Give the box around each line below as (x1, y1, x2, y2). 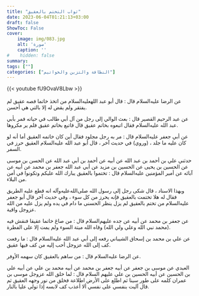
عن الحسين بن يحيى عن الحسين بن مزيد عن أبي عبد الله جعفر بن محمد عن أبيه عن (6, 163, 188, 170)
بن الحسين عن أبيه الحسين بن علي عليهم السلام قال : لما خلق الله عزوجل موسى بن (6, 271, 191, 278)
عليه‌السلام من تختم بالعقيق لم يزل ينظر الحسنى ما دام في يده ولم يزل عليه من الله (6, 200, 190, 207)
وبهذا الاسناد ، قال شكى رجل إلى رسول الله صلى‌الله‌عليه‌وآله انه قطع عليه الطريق (6, 187, 185, 195)
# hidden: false (6, 52, 55, 58)
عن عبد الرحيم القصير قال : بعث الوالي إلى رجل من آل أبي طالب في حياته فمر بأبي (6, 116, 189, 123)
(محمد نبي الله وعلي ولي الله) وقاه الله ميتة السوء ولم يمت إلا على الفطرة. (6, 223, 171, 231)
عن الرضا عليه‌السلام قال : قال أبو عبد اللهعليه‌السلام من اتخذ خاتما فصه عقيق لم (6, 98, 182, 105)
